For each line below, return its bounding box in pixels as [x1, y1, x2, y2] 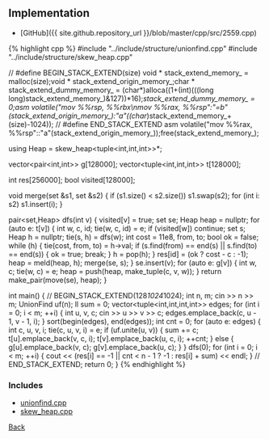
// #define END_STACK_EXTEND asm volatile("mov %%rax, [55, 119, 253, 129]
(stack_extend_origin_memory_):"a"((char [8, 111, 147, 120]
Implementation [8, 6, 90, 20]
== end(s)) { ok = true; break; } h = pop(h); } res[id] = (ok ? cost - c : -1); [8, 249, 249, 259]
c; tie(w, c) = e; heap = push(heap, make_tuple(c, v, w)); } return [8, 266, 222, 276]
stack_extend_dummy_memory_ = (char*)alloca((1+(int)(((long [8, 85, 214, 95]
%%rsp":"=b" [182, 102, 229, 112]
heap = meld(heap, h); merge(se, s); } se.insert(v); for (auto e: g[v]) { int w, [8, 258, 257, 268]
